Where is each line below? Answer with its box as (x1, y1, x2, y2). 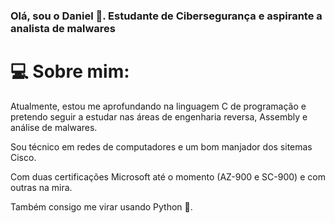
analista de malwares (10, 21, 116, 35)
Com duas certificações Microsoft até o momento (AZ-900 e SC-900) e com (10, 170, 326, 183)
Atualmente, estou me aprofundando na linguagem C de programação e (10, 100, 307, 112)
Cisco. (10, 151, 37, 163)
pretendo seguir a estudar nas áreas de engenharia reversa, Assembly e (10, 110, 308, 123)
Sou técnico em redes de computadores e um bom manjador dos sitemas (10, 140, 313, 153)
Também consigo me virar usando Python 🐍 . (10, 200, 193, 213)
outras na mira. (10, 181, 73, 193)
